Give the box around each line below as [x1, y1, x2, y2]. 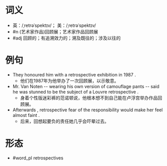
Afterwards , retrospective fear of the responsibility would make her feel [12, 107, 163, 113]
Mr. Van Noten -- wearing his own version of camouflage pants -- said [12, 83, 159, 89]
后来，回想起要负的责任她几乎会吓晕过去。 [20, 118, 109, 124]
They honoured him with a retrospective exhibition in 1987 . [12, 71, 136, 77]
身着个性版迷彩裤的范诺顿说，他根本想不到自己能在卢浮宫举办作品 [20, 95, 158, 101]
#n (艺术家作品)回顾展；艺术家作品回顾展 [12, 28, 99, 34]
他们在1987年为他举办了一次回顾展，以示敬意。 [20, 77, 119, 84]
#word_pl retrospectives [12, 155, 64, 161]
